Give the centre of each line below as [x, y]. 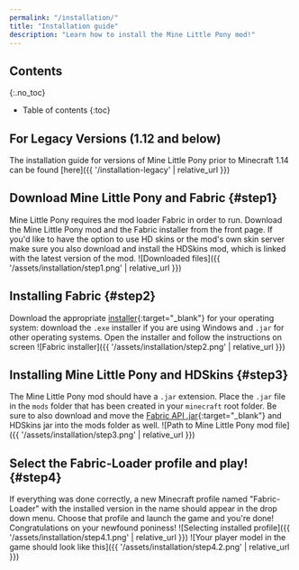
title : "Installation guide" [64, 26]
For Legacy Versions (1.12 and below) [115, 138]
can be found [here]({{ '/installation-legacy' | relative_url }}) [120, 170]
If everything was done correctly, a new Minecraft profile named [128, 499]
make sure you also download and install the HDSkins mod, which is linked [148, 248]
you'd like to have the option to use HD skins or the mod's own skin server [147, 239]
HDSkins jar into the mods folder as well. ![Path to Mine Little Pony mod [141, 426]
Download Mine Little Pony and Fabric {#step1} [143, 198]
